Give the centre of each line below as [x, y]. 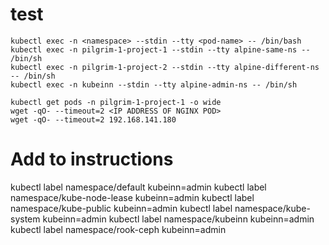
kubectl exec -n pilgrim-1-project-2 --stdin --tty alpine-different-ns [165, 67]
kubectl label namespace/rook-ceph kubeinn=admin [118, 229]
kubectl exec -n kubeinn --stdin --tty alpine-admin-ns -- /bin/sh [154, 84]
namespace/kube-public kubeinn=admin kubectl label [121, 208]
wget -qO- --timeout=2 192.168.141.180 [93, 119]
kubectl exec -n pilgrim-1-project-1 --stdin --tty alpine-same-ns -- [160, 49]
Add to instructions [92, 159]
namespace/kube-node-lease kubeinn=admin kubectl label [132, 197]
